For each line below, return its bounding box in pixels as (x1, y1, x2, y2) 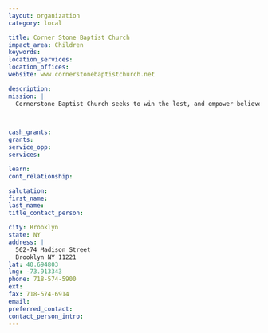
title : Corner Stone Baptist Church (8, 33, 130, 41)
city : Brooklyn (8, 224, 59, 232)
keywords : (8, 49, 41, 57)
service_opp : (8, 143, 52, 151)
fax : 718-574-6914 (8, 290, 69, 298)
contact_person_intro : (8, 312, 84, 320)
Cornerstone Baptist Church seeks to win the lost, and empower (15, 100, 234, 108)
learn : (8, 165, 30, 173)
